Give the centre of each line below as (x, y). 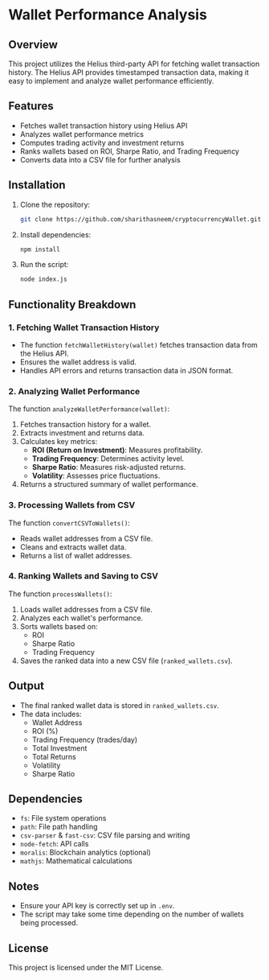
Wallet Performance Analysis (108, 15)
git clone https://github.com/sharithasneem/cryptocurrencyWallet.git (141, 219)
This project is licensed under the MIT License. (86, 968)
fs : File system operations (63, 818)
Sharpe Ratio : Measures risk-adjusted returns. (109, 467)
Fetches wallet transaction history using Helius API (104, 126)
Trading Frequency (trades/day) (85, 739)
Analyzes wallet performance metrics (82, 134)
